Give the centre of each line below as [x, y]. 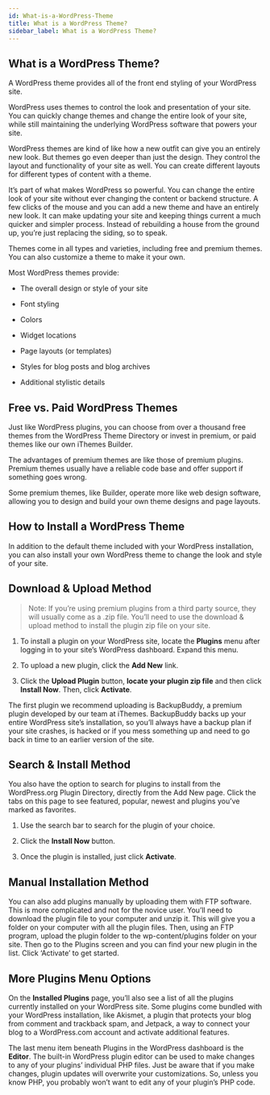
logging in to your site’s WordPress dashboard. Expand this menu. [129, 649]
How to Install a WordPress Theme [97, 527]
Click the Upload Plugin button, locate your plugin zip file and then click [141, 681]
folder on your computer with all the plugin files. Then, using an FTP [121, 927]
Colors [31, 320]
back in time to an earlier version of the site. [81, 739]
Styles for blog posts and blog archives [85, 367]
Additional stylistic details [62, 382]
